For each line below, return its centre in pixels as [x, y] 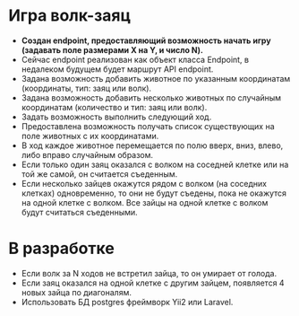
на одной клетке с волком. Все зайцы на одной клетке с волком [145, 202]
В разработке [62, 249]
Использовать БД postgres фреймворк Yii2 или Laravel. [127, 302]
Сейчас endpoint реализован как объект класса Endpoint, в [135, 59]
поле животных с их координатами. [90, 136]
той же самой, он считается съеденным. [99, 174]
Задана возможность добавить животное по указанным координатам [156, 78]
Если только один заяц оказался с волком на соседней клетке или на [155, 164]
